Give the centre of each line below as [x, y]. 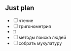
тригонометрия [35, 26]
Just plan [20, 8]
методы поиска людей [42, 37]
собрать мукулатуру [40, 43]
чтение [26, 20]
